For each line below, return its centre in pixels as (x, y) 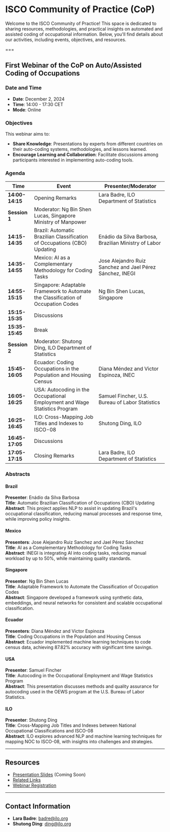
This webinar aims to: (28, 134)
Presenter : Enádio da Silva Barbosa (42, 498)
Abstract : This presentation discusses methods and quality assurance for (82, 686)
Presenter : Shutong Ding (31, 720)
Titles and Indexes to (59, 424)
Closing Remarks (54, 456)
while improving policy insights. (38, 519)
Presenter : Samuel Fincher (33, 670)
